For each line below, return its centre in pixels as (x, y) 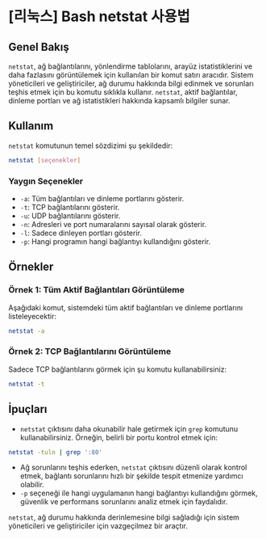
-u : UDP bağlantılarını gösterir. (70, 216)
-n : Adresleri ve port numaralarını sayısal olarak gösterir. (113, 224)
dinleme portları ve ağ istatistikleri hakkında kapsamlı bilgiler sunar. (120, 101)
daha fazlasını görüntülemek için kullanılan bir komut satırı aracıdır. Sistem (131, 75)
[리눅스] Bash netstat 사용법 (100, 17)
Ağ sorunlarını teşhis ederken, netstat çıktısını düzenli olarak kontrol (133, 467)
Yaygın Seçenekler (46, 181)
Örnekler (31, 267)
